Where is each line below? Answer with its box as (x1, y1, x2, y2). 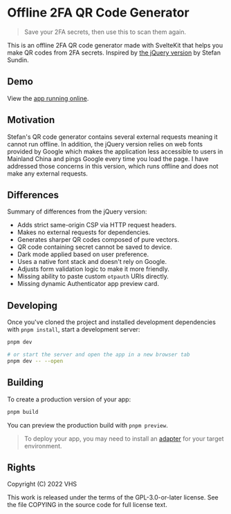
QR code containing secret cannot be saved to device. (17, 243, 172, 251)
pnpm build (7, 408, 39, 415)
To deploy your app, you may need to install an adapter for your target (24, 434, 224, 443)
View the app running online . (7, 94, 89, 102)
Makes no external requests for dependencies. (17, 228, 151, 236)
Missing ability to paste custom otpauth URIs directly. (17, 272, 169, 280)
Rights (7, 461, 36, 473)
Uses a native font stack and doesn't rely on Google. (17, 258, 167, 266)
